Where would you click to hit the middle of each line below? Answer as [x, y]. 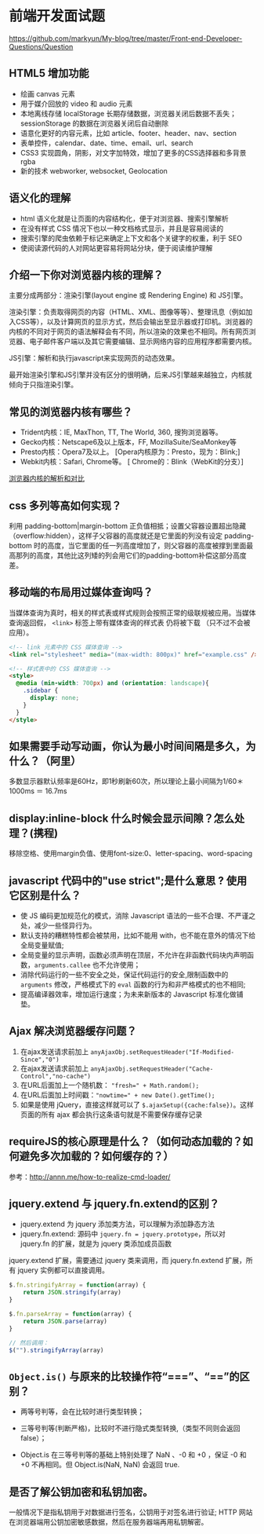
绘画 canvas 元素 [47, 93]
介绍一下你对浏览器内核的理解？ [86, 275]
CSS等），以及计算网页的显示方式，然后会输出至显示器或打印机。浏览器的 [134, 322]
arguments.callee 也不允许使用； [87, 965]
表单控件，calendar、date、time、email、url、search [107, 143]
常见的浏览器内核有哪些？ [71, 412]
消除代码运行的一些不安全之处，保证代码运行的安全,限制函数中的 [124, 974]
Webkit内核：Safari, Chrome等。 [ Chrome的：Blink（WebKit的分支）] [132, 462]
